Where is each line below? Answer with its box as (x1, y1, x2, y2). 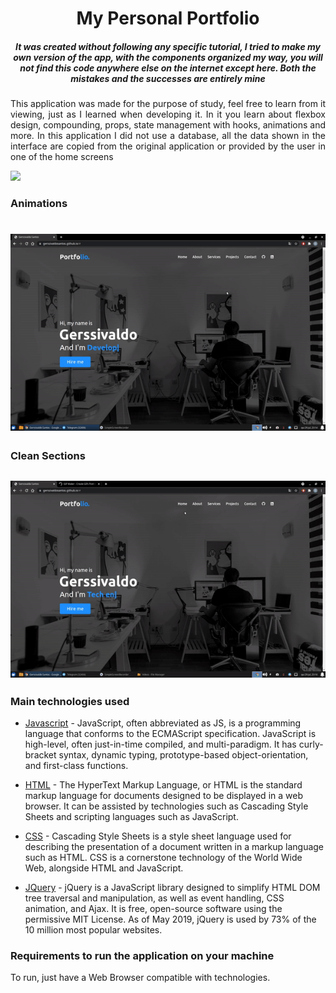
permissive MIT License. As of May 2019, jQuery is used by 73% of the (24, 913, 317, 925)
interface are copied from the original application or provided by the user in (10, 140, 326, 152)
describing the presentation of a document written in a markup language (24, 840, 325, 852)
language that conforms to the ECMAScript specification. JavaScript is (24, 727, 317, 739)
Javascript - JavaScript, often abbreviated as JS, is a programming (24, 717, 302, 729)
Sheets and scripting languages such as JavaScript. (24, 810, 239, 822)
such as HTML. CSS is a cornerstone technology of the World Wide (24, 851, 303, 863)
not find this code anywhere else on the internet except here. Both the (19, 62, 317, 74)
